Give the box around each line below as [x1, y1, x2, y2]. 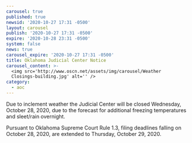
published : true [6, 14, 46, 20]
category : [6, 79, 31, 85]
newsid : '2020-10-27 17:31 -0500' [6, 19, 91, 25]
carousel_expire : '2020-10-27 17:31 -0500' [6, 52, 114, 58]
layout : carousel [6, 25, 49, 31]
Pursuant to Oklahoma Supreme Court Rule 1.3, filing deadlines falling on [6, 124, 182, 131]
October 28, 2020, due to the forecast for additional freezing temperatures [6, 106, 187, 114]
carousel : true [6, 8, 43, 15]
